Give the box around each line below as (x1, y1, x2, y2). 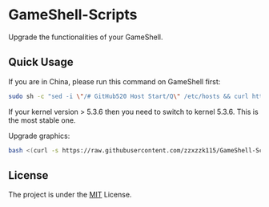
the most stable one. (8, 115, 76, 125)
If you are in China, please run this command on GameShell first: (8, 76, 221, 86)
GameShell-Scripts (8, 6, 138, 24)
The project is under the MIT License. (8, 190, 132, 200)
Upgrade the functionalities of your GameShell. (8, 32, 163, 42)
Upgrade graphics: (8, 131, 70, 140)
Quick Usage (8, 55, 74, 69)
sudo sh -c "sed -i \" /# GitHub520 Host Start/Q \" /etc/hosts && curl (8, 92, 249, 100)
